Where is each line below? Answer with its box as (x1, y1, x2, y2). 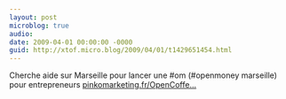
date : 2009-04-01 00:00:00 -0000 (9, 37, 133, 47)
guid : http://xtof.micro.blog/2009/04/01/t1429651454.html (9, 46, 233, 55)
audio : (9, 29, 34, 38)
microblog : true (9, 21, 69, 30)
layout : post (9, 12, 58, 22)
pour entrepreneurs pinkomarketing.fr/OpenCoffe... (9, 80, 197, 90)
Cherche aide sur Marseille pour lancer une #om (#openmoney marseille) (9, 70, 278, 80)
